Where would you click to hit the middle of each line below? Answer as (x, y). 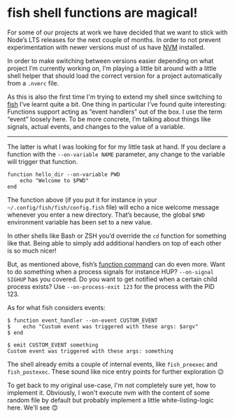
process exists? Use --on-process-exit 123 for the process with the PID (111, 286)
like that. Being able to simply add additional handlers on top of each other (114, 243)
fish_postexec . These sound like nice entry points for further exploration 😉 (116, 371)
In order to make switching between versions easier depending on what (111, 60)
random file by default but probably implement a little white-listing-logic (111, 400)
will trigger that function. (43, 161)
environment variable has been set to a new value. (80, 222)
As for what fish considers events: (57, 307)
